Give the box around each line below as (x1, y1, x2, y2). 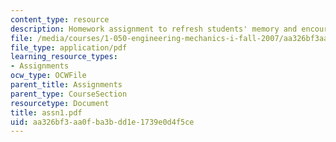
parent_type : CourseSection (10, 89, 128, 99)
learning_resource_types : (10, 52, 118, 62)
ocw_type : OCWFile (10, 71, 87, 81)
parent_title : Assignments (10, 80, 123, 90)
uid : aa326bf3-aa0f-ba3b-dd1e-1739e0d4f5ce (10, 117, 195, 127)
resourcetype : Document (10, 98, 110, 108)
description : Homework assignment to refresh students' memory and (10, 24, 298, 34)
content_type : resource (10, 14, 110, 25)
